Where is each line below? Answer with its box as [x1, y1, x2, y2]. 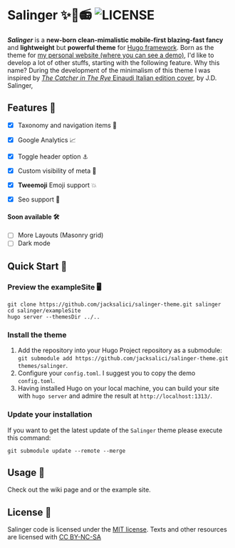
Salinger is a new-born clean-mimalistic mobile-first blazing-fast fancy [7, 35, 224, 44]
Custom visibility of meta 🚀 [17, 166, 97, 175]
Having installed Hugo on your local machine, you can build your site [17, 384, 219, 393]
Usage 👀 [7, 467, 45, 479]
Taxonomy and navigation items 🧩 [17, 121, 117, 129]
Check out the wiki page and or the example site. [7, 485, 151, 494]
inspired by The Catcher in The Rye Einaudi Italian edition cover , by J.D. [7, 74, 217, 82]
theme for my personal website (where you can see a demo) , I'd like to [7, 51, 214, 59]
